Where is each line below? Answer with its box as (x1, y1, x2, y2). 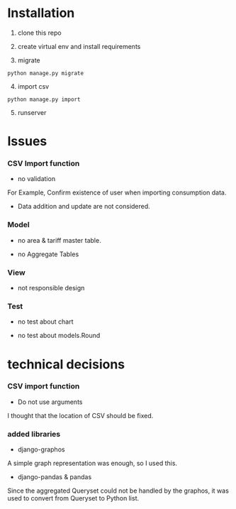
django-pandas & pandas (17, 473, 92, 481)
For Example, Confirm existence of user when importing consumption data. (7, 188, 227, 197)
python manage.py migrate (7, 70, 84, 77)
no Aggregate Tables (17, 250, 79, 258)
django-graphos (17, 445, 65, 454)
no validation (17, 175, 55, 183)
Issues (7, 133, 47, 150)
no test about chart (17, 317, 74, 326)
